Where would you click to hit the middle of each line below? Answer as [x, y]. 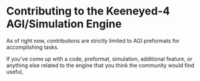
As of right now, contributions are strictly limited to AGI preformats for [93, 40]
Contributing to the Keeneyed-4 [88, 11]
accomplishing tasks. [33, 47]
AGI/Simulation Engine [64, 24]
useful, [15, 71]
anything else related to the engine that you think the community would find [100, 65]
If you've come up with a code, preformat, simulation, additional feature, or [99, 59]
